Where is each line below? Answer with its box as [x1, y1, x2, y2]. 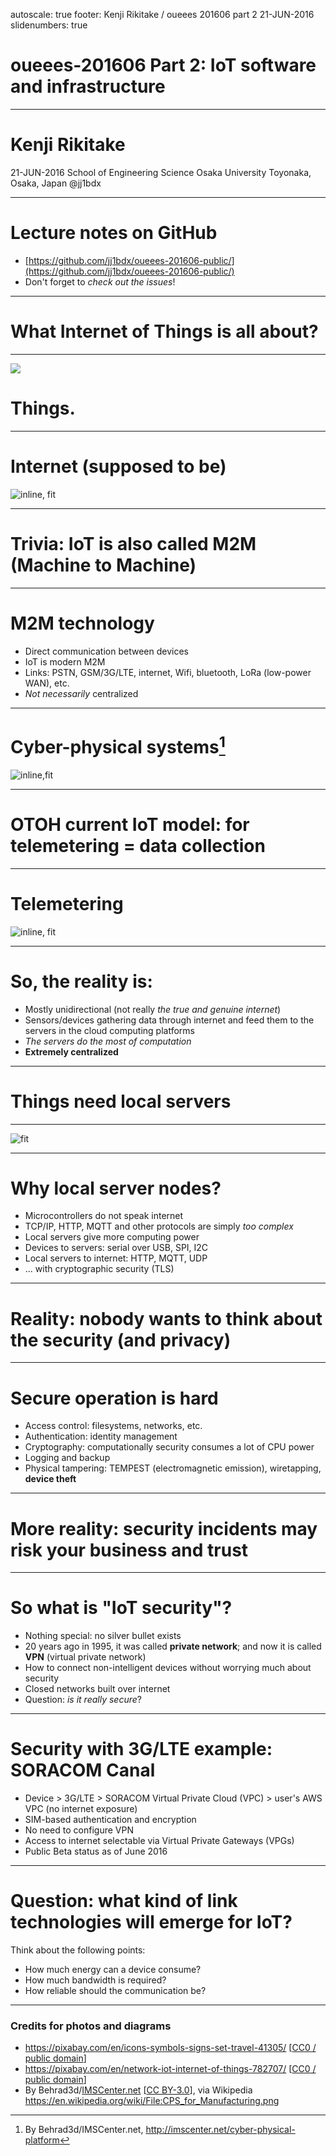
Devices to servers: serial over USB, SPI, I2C [24, 1242, 209, 1254]
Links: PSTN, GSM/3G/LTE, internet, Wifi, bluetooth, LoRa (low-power [24, 666, 312, 678]
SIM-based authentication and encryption [24, 1814, 197, 1826]
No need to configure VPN [24, 1824, 134, 1836]
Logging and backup [24, 1452, 111, 1464]
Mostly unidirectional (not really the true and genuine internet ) [24, 1003, 282, 1015]
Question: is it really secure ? [24, 1694, 142, 1706]
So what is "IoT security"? [10, 1597, 233, 1619]
